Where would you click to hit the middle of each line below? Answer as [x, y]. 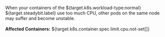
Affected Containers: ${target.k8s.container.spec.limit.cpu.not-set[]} [77, 29]
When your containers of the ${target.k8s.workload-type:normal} [73, 8]
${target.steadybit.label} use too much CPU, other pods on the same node [82, 13]
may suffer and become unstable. [40, 18]
